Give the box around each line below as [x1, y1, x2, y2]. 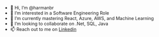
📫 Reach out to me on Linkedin [10, 26, 77, 32]
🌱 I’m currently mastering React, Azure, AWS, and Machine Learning [10, 15, 154, 21]
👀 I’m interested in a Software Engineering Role [10, 10, 109, 16]
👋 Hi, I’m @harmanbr [10, 5, 54, 10]
